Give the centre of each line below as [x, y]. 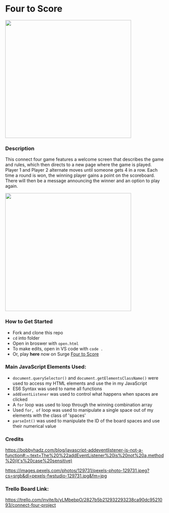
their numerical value [34, 426]
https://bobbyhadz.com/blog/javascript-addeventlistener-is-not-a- [74, 450]
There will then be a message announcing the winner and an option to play [82, 181]
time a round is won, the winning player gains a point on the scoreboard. [80, 175]
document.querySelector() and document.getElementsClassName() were [85, 378]
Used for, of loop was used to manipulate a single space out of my [83, 410]
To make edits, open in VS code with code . [58, 348]
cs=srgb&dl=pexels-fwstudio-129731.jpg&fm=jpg [56, 476]
